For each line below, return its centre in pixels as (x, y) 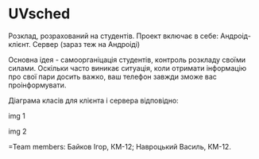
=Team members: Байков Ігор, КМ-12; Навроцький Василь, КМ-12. (120, 146)
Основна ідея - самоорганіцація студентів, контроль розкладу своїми (127, 60)
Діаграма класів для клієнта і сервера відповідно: (93, 100)
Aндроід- (236, 36)
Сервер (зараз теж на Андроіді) (86, 44)
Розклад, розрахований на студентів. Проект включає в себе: (114, 36)
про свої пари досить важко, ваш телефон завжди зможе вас (112, 76)
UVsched (39, 14)
